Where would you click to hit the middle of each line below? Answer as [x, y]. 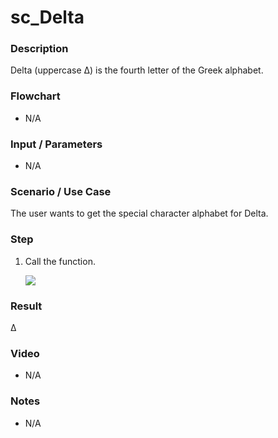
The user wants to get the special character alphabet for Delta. [139, 213]
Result [26, 306]
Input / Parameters [56, 144]
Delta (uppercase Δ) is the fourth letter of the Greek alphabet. [137, 70]
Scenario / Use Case [61, 191]
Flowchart [35, 96]
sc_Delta [47, 17]
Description [39, 49]
